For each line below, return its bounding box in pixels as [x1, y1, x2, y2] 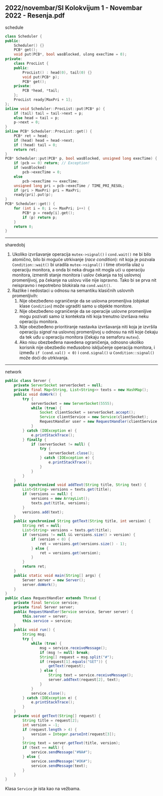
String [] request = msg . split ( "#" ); [39, 655, 114, 660]
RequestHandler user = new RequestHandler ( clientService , [39, 419, 160, 424]
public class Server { [5, 379, 51, 383]
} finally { [22, 437, 47, 442]
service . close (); [31, 691, 66, 696]
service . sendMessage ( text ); [31, 763, 88, 768]
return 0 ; [14, 224, 34, 229]
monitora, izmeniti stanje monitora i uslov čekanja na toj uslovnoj [12, 272, 141, 278]
